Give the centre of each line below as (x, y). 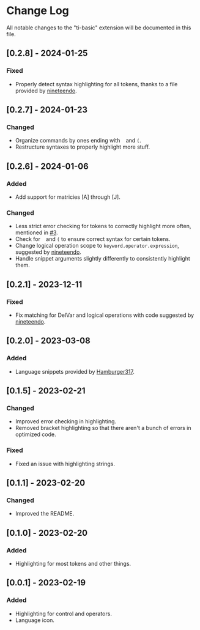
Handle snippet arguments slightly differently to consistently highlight (103, 259)
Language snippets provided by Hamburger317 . (75, 371)
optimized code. (35, 434)
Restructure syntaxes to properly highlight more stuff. (83, 147)
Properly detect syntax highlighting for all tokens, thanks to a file (96, 84)
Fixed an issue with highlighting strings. (65, 464)
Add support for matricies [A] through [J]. (68, 197)
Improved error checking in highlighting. (66, 421)
